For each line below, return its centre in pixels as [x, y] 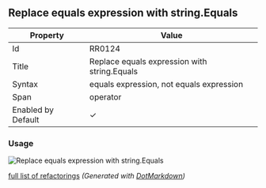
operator [106, 96]
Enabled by [33, 110]
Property [47, 35]
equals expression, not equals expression [167, 84]
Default [26, 119]
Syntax [25, 84]
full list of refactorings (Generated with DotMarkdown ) [97, 176]
